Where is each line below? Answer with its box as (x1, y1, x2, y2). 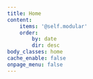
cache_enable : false (7, 55, 67, 62)
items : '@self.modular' (19, 23, 88, 30)
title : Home (7, 10, 41, 17)
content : (7, 16, 32, 23)
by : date (32, 36, 57, 43)
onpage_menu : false (7, 61, 63, 68)
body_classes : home (7, 49, 63, 56)
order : (19, 29, 39, 36)
